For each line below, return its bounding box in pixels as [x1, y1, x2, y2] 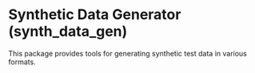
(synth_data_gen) [8, 22, 128, 40]
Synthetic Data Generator [8, 6, 181, 24]
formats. [8, 57, 36, 67]
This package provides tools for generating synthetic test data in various [8, 48, 248, 58]
